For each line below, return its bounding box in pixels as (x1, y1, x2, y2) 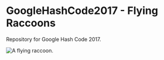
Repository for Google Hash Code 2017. (6, 36, 101, 43)
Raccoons (6, 16, 56, 30)
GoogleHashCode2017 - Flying (6, 4, 158, 17)
